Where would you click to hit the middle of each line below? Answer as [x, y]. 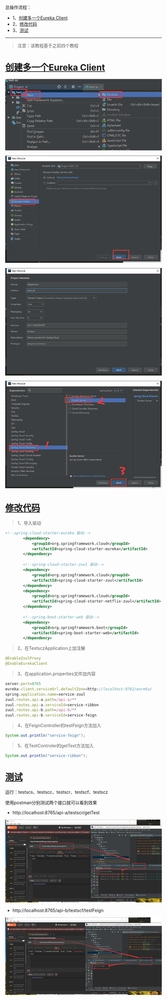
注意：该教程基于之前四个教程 [48, 46]
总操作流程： [18, 7]
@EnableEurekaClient [27, 664]
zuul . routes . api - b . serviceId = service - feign [51, 715]
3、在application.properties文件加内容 [56, 674]
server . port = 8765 [23, 684]
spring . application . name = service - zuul [45, 694]
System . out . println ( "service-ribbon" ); [46, 756]
